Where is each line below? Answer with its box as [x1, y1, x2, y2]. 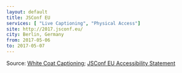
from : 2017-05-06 [6, 37, 51, 43]
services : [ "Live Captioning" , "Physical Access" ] [6, 20, 140, 26]
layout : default [6, 9, 48, 15]
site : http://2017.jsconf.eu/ [6, 26, 84, 32]
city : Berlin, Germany [6, 32, 64, 38]
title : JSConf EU [6, 15, 51, 21]
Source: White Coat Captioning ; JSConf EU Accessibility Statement [6, 59, 176, 67]
